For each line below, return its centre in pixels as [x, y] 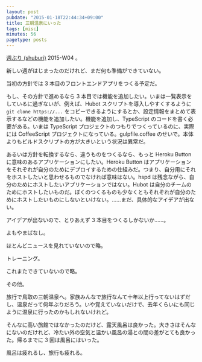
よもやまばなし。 [27, 233]
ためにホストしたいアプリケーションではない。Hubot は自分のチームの [104, 184]
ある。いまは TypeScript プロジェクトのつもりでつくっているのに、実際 [106, 126]
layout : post [23, 12]
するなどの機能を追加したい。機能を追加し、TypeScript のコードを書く [99, 119]
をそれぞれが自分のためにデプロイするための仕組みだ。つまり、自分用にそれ [101, 169]
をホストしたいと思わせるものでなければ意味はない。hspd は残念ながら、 [98, 177]
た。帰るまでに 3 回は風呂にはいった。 [54, 340]
